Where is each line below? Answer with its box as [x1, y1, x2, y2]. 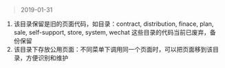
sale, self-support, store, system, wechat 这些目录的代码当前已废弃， [13, 29, 210, 36]
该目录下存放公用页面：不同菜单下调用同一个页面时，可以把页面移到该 [13, 46, 213, 53]
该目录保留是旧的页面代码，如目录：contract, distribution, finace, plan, [13, 20, 214, 28]
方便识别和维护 [25, 54, 69, 62]
